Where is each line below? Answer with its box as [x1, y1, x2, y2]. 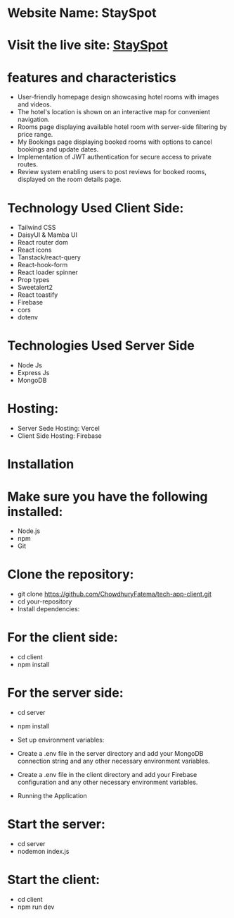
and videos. [17, 100, 52, 109]
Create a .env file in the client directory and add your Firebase [17, 771, 197, 779]
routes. [17, 160, 39, 169]
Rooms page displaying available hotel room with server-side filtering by [17, 123, 227, 131]
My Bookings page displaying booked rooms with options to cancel [17, 137, 212, 146]
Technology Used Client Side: [7, 200, 184, 216]
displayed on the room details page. [17, 175, 122, 184]
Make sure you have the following [7, 489, 209, 505]
